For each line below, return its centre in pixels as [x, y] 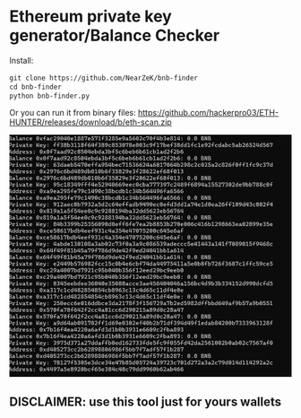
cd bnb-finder [36, 87]
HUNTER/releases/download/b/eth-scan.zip [90, 122]
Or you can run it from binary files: [73, 112]
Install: [21, 60]
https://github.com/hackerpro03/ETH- [208, 112]
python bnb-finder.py [50, 96]
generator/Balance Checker [115, 35]
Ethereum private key [90, 17]
